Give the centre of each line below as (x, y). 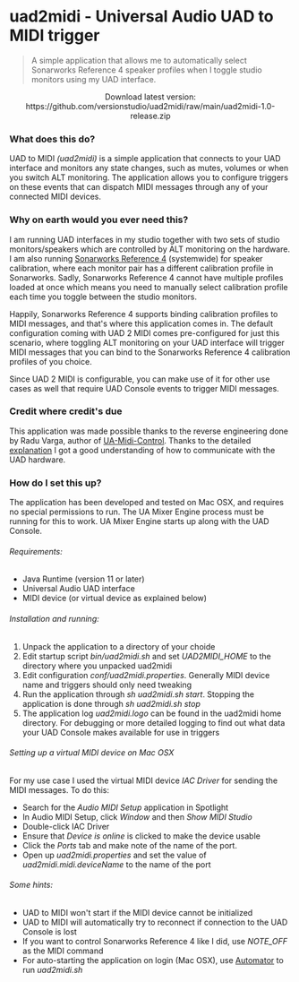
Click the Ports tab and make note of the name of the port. (129, 845)
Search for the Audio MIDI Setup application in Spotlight (125, 807)
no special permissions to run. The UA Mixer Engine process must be (137, 512)
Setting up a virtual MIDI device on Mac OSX (92, 753)
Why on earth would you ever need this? (99, 220)
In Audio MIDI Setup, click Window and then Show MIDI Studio (137, 816)
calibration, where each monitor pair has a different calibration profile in (141, 268)
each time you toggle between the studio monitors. (103, 297)
